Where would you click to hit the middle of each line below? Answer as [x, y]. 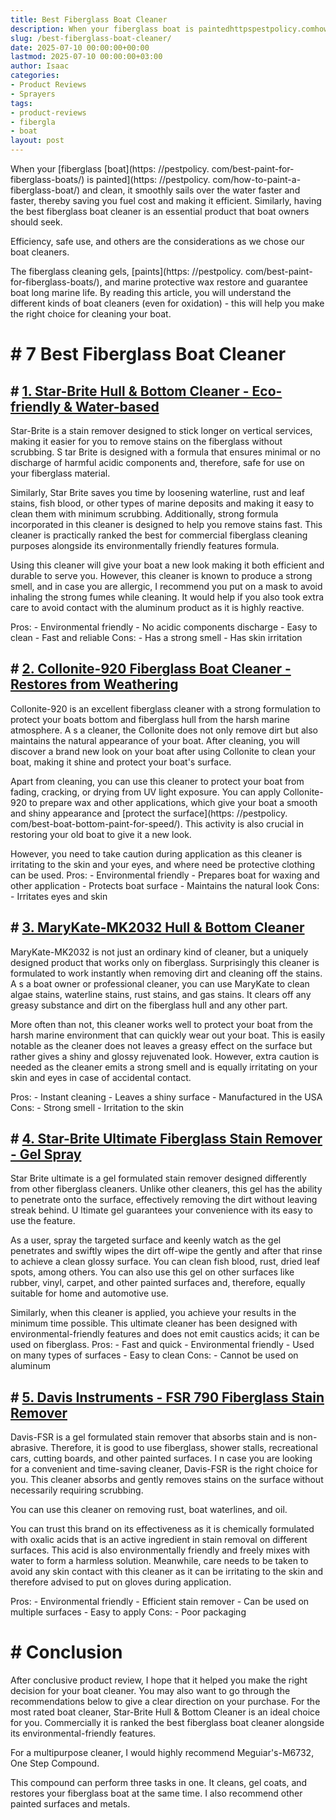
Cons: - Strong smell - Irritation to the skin [97, 1107]
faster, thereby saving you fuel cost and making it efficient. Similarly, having [166, 200]
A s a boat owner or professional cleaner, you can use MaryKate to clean [160, 983]
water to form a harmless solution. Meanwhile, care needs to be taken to [159, 1561]
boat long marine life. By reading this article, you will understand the [151, 292]
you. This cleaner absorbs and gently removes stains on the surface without [167, 1480]
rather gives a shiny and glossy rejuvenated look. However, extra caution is [165, 1056]
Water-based [117, 406]
